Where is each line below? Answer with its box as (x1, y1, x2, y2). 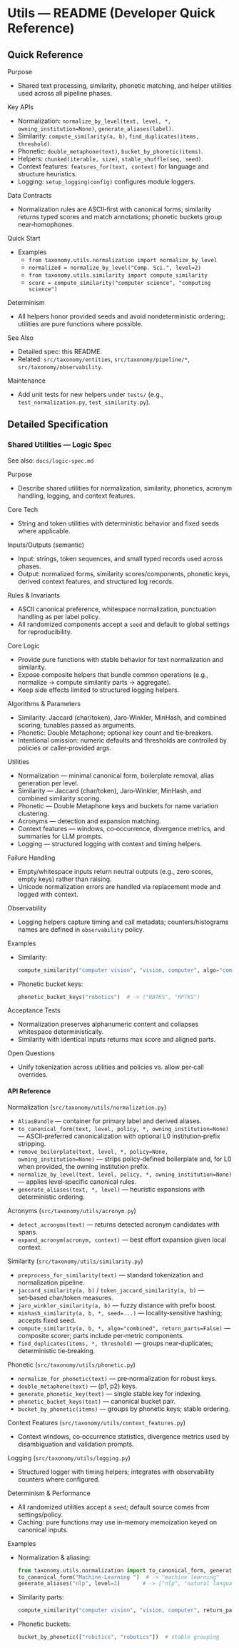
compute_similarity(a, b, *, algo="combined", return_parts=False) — (17, 1323, 230, 1332)
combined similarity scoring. (17, 794, 101, 803)
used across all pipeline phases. (17, 89, 113, 97)
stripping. (17, 1139, 46, 1147)
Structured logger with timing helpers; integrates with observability (17, 1467, 215, 1476)
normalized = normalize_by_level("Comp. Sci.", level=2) (28, 264, 202, 271)
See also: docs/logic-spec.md (7, 456, 94, 465)
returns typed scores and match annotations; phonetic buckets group (17, 213, 223, 221)
